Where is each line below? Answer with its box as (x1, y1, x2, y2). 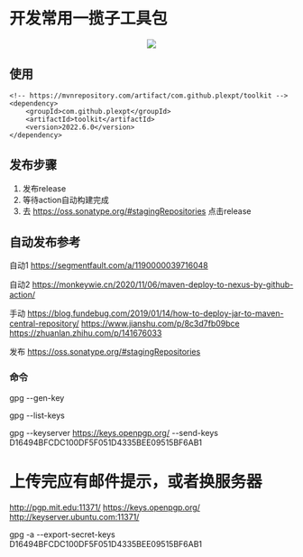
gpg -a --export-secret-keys (9, 529, 115, 540)
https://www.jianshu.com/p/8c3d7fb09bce (80, 318, 241, 330)
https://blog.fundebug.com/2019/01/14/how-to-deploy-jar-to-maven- (26, 308, 284, 319)
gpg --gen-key (9, 392, 65, 403)
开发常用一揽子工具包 (9, 8, 169, 29)
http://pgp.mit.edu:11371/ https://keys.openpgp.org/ (9, 502, 201, 513)
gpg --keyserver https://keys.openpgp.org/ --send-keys (9, 427, 219, 438)
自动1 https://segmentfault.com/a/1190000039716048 (9, 260, 209, 271)
